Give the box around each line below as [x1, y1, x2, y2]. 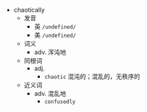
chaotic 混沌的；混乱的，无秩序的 [44, 72, 141, 81]
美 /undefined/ [34, 31, 77, 39]
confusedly [44, 98, 76, 105]
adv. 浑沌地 [34, 48, 67, 56]
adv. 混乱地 [34, 89, 67, 98]
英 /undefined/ [34, 23, 77, 30]
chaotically [13, 6, 45, 14]
